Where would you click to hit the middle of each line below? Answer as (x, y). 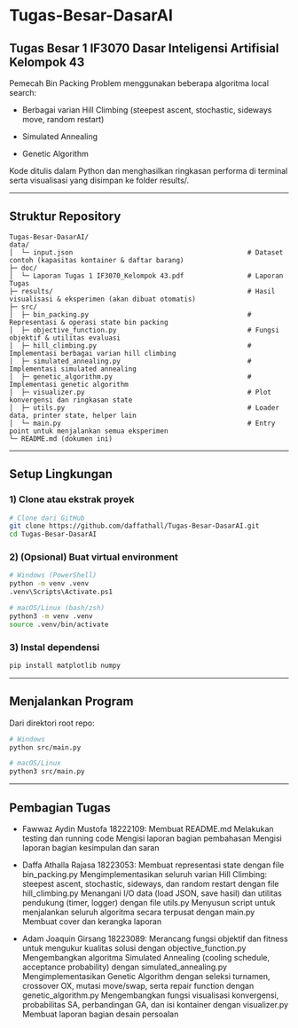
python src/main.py (45, 747)
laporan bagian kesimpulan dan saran (90, 847)
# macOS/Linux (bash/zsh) (57, 608)
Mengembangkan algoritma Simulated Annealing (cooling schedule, (146, 957)
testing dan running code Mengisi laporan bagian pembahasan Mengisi (152, 838)
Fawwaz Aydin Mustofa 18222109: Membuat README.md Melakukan (148, 828)
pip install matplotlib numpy (65, 665)
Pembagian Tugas (60, 808)
